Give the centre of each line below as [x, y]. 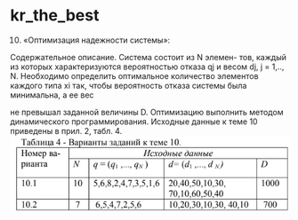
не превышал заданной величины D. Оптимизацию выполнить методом [147, 112]
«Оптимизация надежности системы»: [97, 40]
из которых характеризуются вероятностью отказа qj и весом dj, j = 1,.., [147, 67]
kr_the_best [55, 16]
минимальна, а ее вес [52, 95]
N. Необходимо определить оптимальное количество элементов [134, 75]
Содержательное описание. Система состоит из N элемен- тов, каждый [149, 57]
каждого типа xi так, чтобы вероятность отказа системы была [129, 85]
